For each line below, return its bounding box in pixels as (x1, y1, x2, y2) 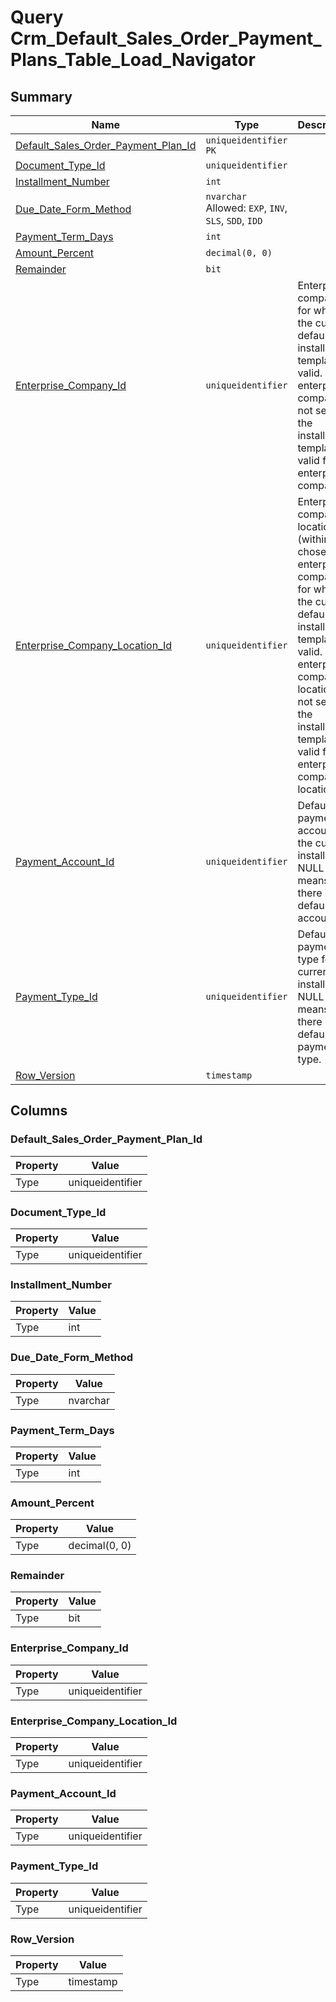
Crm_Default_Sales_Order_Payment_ (10, 27, 322, 50)
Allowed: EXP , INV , (205, 201, 288, 215)
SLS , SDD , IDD (205, 214, 263, 227)
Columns (10, 1102, 68, 1120)
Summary (10, 88, 73, 105)
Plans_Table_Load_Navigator (10, 49, 256, 71)
